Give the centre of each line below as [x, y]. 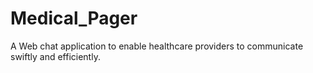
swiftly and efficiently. [55, 56]
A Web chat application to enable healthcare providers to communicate [157, 46]
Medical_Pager [74, 18]
